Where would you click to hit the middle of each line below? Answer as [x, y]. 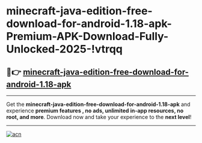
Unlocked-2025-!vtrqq [65, 49]
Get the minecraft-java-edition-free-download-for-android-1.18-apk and [98, 104]
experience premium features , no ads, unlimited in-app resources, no [95, 111]
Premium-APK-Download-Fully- [87, 36]
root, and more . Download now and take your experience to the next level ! [99, 117]
